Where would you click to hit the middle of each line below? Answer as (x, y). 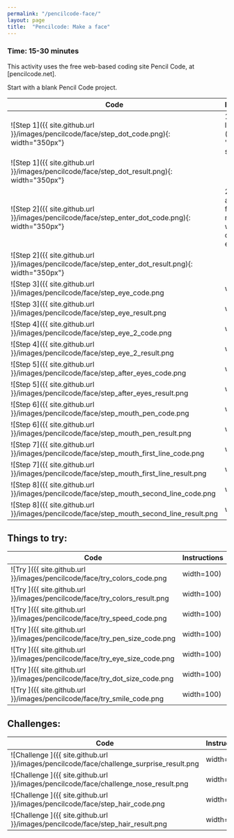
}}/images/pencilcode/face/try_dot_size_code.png (92, 679)
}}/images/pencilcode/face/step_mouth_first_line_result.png (109, 473)
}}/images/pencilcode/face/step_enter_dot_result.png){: (102, 264)
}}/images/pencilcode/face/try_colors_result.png (90, 598)
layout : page (26, 20)
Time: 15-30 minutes (43, 51)
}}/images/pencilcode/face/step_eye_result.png (88, 313)
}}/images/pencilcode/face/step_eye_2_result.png (92, 353)
